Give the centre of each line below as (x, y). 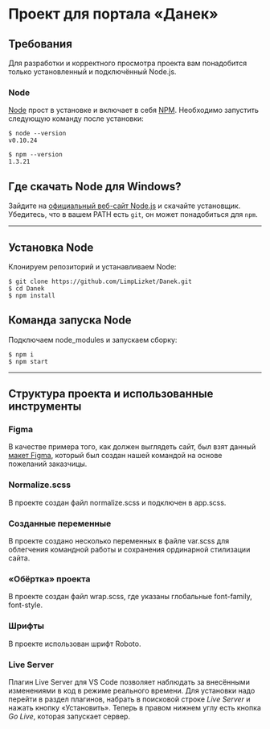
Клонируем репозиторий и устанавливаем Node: (92, 266)
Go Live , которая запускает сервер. (70, 716)
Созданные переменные (60, 523)
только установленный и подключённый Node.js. (92, 72)
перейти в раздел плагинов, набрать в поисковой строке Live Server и (129, 699)
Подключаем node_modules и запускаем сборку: (93, 340)
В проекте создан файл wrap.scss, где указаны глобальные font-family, (130, 597)
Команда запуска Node (70, 321)
